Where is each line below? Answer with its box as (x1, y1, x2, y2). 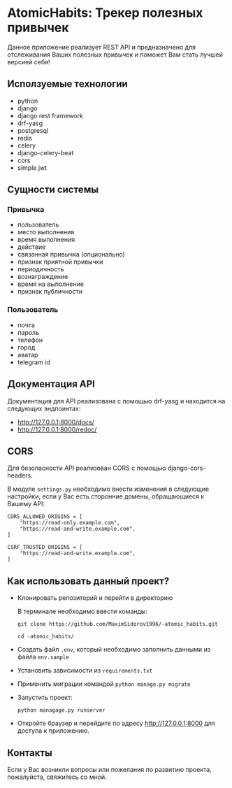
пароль (17, 328, 40, 336)
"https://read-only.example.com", (20, 520, 120, 526)
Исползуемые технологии (7, 78, 128, 90)
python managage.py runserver (17, 707, 106, 714)
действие (17, 243, 46, 251)
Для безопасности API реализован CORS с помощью (7, 464, 166, 473)
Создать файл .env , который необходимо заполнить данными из (17, 645, 211, 654)
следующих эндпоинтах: (7, 404, 81, 413)
